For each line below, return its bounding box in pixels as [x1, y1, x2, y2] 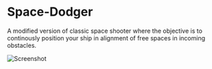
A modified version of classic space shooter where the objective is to [7, 27, 202, 35]
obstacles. [7, 41, 36, 49]
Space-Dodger [7, 4, 93, 20]
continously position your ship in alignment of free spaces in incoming [7, 33, 206, 42]
